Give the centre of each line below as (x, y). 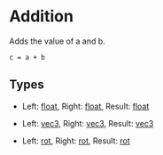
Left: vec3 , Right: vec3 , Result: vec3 (88, 123)
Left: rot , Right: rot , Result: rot (76, 141)
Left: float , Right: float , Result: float (85, 106)
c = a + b (27, 57)
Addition (41, 16)
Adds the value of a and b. (58, 41)
